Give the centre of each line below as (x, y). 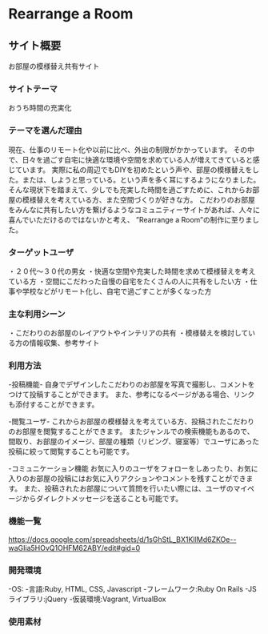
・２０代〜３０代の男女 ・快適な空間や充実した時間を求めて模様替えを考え (132, 271)
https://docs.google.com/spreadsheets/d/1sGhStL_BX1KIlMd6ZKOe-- (122, 539)
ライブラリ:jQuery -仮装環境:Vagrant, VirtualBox (87, 599)
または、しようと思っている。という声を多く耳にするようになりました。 (141, 179)
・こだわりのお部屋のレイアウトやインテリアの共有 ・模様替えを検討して (128, 333)
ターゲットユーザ (41, 252)
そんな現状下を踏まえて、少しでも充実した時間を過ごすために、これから (127, 190)
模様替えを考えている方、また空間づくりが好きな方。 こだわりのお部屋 (139, 199)
